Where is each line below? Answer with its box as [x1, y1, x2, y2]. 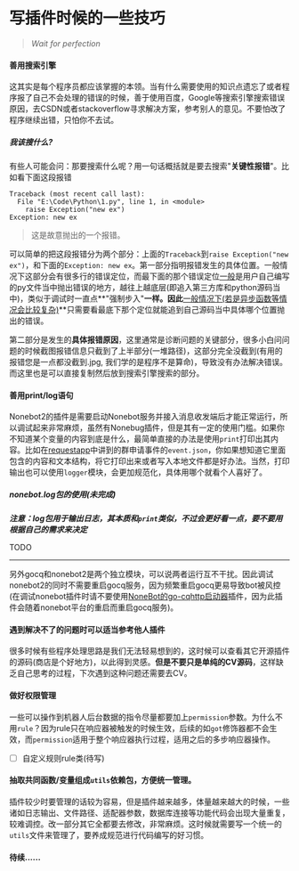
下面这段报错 [24, 172, 72, 183]
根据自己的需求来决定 [9, 525, 87, 535]
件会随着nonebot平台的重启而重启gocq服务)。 [9, 602, 179, 613]
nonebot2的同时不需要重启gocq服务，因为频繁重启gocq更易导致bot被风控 [9, 580, 281, 590]
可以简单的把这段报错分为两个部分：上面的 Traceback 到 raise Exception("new [9, 248, 289, 259]
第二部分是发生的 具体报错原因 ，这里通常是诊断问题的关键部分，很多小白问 [9, 335, 282, 346]
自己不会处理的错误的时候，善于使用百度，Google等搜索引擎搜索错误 [32, 93, 286, 103]
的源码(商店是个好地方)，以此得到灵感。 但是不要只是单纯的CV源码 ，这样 [9, 656, 277, 668]
